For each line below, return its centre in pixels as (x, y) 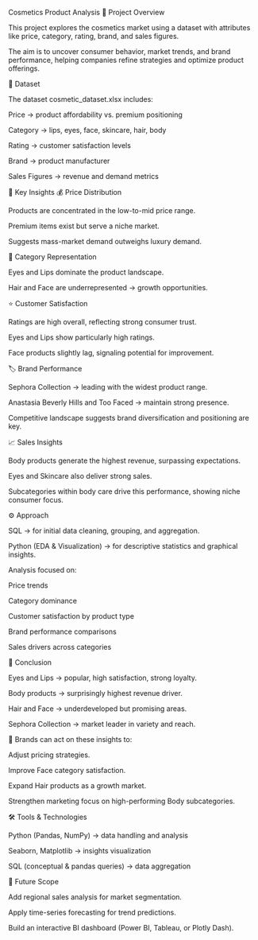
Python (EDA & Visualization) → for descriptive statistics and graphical (123, 546)
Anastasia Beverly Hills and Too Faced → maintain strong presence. (119, 402)
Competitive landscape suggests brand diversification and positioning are (129, 418)
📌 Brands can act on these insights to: (70, 739)
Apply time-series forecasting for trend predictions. (92, 912)
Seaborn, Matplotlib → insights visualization (80, 851)
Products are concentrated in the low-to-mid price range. (102, 210)
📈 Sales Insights (36, 442)
